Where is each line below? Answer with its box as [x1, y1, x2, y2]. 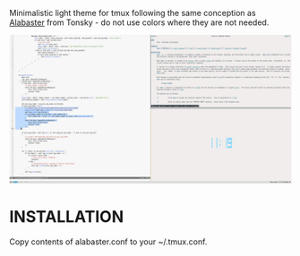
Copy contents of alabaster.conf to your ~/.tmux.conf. [9, 236, 208, 247]
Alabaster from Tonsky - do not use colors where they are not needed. [9, 17, 270, 28]
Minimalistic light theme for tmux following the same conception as [9, 8, 257, 18]
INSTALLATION [9, 206, 124, 226]
